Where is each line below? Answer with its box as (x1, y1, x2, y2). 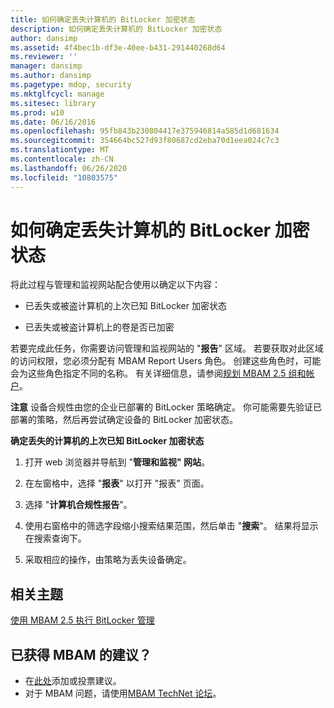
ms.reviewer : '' (10, 52, 78, 62)
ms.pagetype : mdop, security (10, 80, 132, 90)
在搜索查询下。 (24, 532, 87, 545)
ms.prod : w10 (10, 107, 65, 118)
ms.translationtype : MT (10, 145, 110, 155)
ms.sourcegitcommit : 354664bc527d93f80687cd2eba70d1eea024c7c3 (10, 136, 280, 146)
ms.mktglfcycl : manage (10, 89, 105, 99)
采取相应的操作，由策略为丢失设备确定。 (24, 554, 192, 566)
